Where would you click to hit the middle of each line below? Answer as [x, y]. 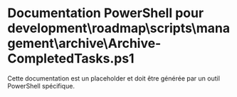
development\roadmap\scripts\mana [118, 28]
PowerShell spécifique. [41, 86]
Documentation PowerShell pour [106, 13]
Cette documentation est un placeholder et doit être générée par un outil [114, 78]
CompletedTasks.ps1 [71, 59]
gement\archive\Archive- [84, 44]
